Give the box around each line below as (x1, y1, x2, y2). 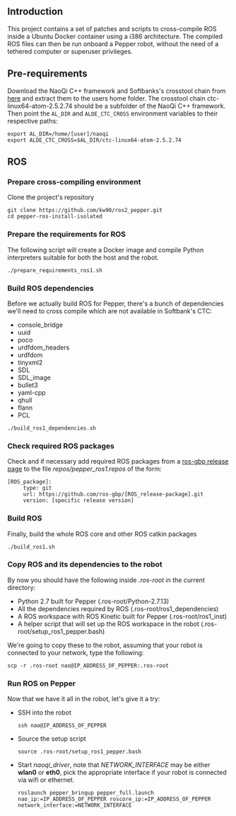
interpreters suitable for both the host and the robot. (7, 253, 159, 262)
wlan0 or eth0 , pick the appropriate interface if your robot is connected (17, 769, 228, 777)
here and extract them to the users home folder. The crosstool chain (7, 94, 206, 102)
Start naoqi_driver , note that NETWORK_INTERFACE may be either (17, 761, 211, 769)
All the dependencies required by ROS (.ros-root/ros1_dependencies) (17, 604, 219, 613)
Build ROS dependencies (7, 283, 94, 293)
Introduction (7, 6, 64, 18)
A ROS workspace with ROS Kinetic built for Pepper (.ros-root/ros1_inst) (17, 612, 228, 620)
